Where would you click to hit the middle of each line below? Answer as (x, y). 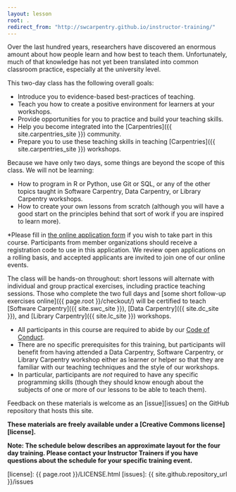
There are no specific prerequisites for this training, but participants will (121, 345)
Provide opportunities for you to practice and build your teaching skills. (120, 119)
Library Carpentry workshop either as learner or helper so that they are (120, 359)
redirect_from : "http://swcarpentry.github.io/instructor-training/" (112, 27)
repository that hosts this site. (50, 411)
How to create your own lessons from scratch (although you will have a (121, 207)
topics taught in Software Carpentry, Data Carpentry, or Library (109, 192)
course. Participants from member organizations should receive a (102, 242)
